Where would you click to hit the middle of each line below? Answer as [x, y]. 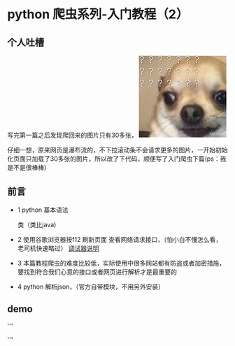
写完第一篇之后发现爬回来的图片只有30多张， [72, 135]
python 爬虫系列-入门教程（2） [98, 14]
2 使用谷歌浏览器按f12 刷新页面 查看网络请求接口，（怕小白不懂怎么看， [120, 239]
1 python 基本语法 [43, 210]
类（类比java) [37, 224]
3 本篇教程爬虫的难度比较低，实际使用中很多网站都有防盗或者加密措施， [121, 263]
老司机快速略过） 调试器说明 [58, 248]
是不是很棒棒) [27, 167]
